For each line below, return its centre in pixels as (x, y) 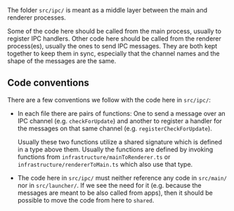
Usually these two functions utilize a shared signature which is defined (120, 142)
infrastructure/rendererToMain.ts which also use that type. (105, 164)
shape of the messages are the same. (62, 61)
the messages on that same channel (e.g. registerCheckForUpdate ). (115, 128)
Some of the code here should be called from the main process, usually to (114, 31)
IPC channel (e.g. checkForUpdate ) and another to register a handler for (120, 121)
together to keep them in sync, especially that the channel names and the (113, 53)
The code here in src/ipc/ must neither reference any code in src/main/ (122, 177)
